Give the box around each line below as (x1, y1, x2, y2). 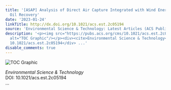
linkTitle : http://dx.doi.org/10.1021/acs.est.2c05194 (5, 21, 124, 27)
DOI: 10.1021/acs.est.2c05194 (5, 74, 67, 80)
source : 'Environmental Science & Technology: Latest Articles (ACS (5, 26, 154, 32)
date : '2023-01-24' (5, 17, 47, 22)
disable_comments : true (5, 45, 56, 50)
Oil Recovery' (10, 12, 40, 17)
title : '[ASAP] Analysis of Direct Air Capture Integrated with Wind (5, 7, 156, 13)
